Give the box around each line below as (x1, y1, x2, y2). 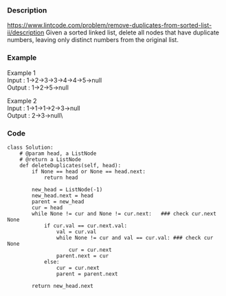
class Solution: (7, 144, 54, 151)
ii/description (7, 28, 45, 36)
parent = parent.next (56, 271, 118, 277)
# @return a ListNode (19, 156, 81, 163)
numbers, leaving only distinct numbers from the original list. (7, 36, 179, 44)
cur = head (32, 204, 63, 211)
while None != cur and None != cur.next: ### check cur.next (32, 210, 216, 217)
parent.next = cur (56, 252, 109, 260)
